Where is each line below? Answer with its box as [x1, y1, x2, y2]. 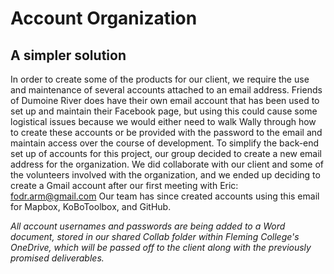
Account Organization [10, 7, 198, 30]
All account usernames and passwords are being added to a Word [10, 220, 286, 232]
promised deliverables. [10, 252, 105, 264]
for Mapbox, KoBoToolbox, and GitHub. [10, 201, 172, 212]
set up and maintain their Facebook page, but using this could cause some [10, 105, 318, 117]
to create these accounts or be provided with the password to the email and [10, 127, 323, 138]
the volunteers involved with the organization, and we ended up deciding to [10, 169, 321, 181]
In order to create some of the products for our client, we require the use [10, 73, 310, 85]
